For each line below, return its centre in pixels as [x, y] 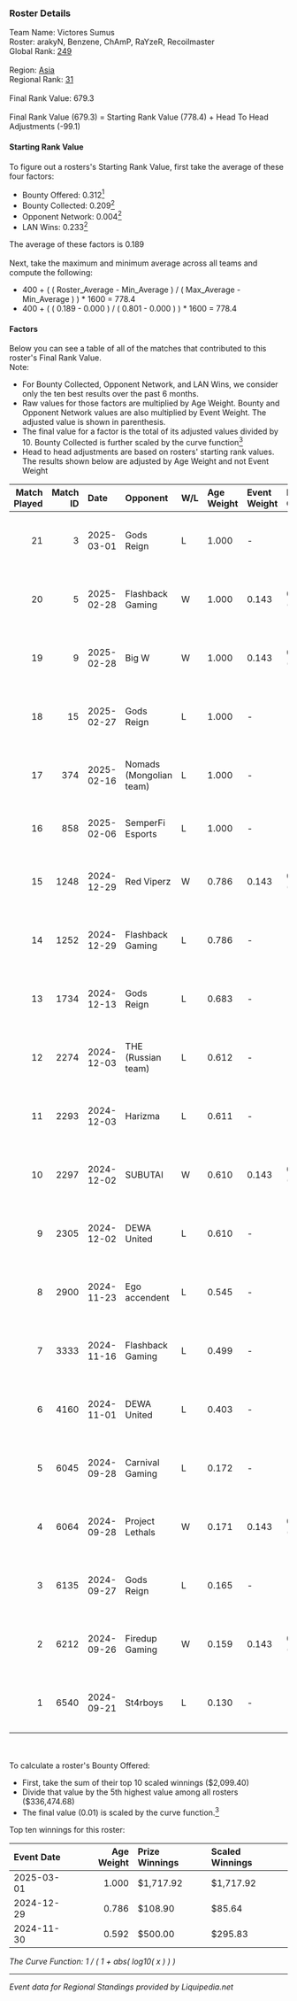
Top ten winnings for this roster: [67, 1829]
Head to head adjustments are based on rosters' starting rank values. [148, 452]
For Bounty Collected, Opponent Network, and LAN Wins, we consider [150, 384]
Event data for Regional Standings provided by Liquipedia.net [122, 1987]
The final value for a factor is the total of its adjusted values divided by [150, 431]
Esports [141, 833]
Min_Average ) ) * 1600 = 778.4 [79, 299]
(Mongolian [149, 775]
